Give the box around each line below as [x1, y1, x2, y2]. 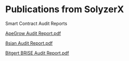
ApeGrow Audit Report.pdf [5, 30, 61, 36]
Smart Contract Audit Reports [5, 20, 67, 26]
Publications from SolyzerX [5, 4, 124, 15]
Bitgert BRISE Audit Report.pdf [5, 50, 69, 56]
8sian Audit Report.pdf [5, 40, 53, 46]
